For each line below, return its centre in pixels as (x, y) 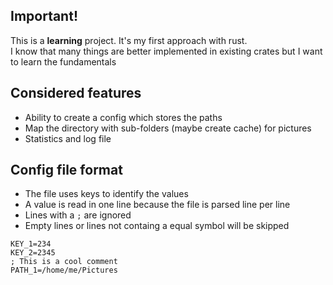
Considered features (76, 93)
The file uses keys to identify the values (106, 194)
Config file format (66, 170)
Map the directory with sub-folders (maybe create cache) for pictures (168, 128)
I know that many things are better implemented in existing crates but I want (166, 51)
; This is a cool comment (64, 262)
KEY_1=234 (31, 244)
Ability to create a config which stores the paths (123, 117)
